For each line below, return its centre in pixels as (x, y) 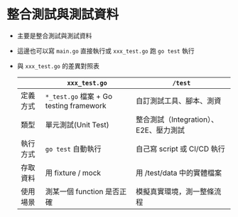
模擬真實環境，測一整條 (175, 191)
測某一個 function (74, 191)
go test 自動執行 (73, 149)
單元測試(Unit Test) (77, 125)
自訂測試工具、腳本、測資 (178, 100)
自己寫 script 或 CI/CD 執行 (180, 149)
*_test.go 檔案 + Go (79, 96)
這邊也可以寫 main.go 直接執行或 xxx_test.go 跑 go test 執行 (106, 51)
